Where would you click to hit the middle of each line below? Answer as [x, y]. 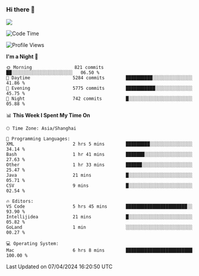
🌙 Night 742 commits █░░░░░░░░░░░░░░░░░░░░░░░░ [99, 99]
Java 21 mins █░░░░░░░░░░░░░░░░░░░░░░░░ [99, 175]
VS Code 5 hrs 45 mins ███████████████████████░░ [99, 207]
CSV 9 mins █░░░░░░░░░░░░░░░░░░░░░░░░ [99, 186]
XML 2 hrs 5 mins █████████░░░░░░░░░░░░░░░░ [99, 144]
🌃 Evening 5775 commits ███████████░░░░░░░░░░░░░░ [99, 89]
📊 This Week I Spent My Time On [48, 115]
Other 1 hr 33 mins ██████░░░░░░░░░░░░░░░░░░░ [99, 165]
